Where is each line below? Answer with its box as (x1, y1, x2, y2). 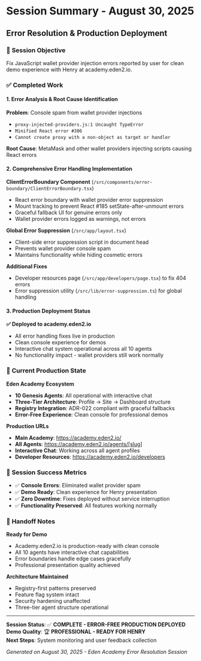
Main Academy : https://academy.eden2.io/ (14, 434, 121, 441)
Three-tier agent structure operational (14, 604, 109, 611)
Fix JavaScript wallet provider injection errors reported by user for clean (6, 59, 184, 66)
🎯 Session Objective (6, 46, 66, 54)
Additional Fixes (6, 263, 48, 270)
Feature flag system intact (14, 591, 80, 598)
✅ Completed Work (6, 81, 63, 89)
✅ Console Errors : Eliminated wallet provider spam (14, 482, 141, 489)
